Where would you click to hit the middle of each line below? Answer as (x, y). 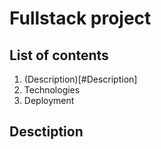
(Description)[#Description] (80, 79)
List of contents (59, 55)
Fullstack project (80, 18)
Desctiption (46, 132)
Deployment (49, 100)
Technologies (52, 90)
